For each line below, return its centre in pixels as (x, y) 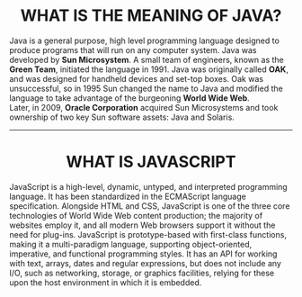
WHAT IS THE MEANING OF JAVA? (151, 16)
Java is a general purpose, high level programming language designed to (145, 40)
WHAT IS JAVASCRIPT (151, 162)
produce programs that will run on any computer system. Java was (133, 49)
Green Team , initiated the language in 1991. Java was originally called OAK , (149, 69)
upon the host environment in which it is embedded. (106, 282)
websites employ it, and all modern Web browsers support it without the (142, 225)
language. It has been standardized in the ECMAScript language (128, 196)
